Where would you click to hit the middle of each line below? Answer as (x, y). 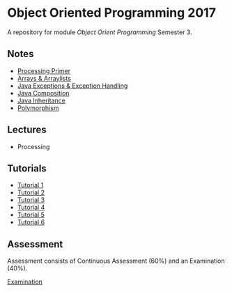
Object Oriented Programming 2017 (111, 13)
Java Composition (43, 93)
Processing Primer (44, 70)
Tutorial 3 (31, 200)
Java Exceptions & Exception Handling (72, 86)
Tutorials (27, 168)
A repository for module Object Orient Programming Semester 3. (100, 32)
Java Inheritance (41, 100)
